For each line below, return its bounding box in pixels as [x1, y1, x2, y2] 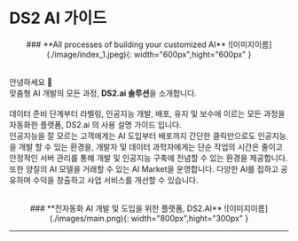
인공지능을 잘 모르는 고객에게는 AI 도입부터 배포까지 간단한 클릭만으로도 [9, 130, 256, 141]
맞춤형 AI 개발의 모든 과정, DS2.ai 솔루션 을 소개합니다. [9, 88, 197, 98]
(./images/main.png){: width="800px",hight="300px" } [49, 213, 249, 223]
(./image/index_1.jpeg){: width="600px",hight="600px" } [46, 49, 252, 59]
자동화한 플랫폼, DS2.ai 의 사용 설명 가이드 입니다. [9, 119, 182, 129]
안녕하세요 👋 [9, 76, 53, 87]
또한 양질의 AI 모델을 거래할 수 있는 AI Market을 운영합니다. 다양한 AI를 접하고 [9, 163, 279, 174]
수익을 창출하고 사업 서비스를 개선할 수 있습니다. [32, 175, 199, 185]
